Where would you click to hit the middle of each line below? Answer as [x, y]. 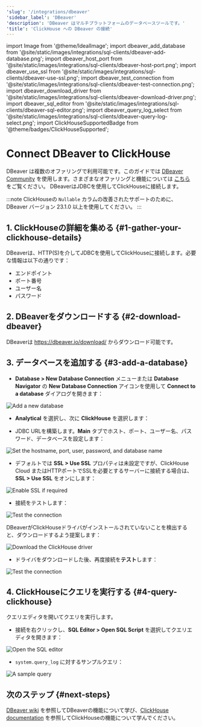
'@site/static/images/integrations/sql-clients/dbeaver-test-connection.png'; [100, 85]
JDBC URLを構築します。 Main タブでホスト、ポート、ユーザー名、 [98, 431]
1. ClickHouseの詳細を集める [60, 228]
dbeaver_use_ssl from [33, 72]
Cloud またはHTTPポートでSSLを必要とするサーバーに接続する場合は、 [104, 470]
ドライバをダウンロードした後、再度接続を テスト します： [86, 559]
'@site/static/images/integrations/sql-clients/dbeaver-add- [92, 53]
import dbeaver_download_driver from [54, 91]
